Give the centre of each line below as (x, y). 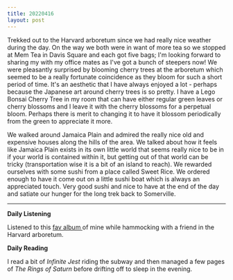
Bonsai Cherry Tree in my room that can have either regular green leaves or (115, 99)
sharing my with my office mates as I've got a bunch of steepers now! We (112, 62)
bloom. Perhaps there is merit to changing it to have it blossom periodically (114, 114)
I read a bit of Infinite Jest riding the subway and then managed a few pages (116, 261)
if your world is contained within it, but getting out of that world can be (108, 156)
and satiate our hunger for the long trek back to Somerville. (92, 193)
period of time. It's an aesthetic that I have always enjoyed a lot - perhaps (112, 84)
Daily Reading (28, 248)
